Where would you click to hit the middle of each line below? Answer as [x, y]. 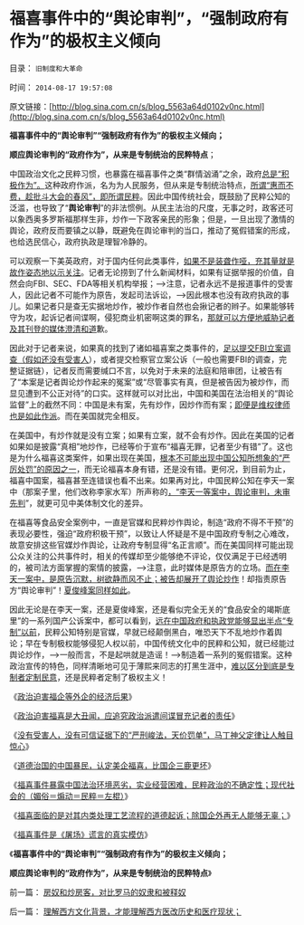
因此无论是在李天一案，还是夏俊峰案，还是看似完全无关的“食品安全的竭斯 [146, 609]
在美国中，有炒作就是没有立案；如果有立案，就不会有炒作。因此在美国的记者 [152, 434]
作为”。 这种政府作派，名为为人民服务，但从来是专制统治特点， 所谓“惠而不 [155, 185]
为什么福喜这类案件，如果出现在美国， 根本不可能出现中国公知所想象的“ [150, 457]
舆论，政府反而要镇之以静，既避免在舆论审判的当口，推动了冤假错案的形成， [152, 230]
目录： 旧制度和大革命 [46, 68]
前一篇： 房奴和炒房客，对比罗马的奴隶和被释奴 [98, 892]
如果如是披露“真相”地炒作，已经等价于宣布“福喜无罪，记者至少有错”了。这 [147, 446]
